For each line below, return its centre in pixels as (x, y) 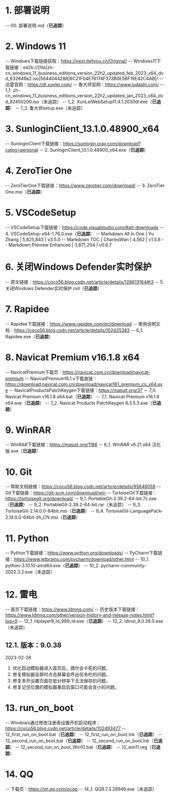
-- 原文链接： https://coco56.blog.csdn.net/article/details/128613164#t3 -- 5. (85, 282)
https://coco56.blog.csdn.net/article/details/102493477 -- (66, 728)
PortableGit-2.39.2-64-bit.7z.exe (122, 499)
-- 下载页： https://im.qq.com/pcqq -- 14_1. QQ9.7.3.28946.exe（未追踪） (81, 789)
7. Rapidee (27, 309)
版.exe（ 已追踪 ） (23, 451)
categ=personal (22, 150)
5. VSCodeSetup (41, 213)
